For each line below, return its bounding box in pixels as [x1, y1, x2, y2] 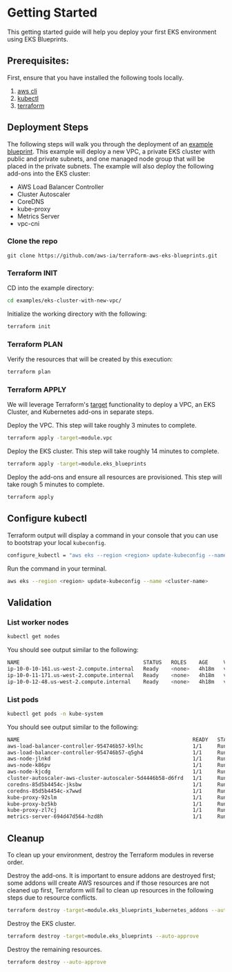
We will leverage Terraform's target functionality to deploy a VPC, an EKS [7, 401, 216, 409]
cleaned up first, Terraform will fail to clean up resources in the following [7, 886, 214, 894]
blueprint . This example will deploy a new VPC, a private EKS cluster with [7, 147, 215, 155]
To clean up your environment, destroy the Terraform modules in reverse [7, 850, 214, 859]
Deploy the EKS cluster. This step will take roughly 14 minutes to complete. [7, 447, 220, 455]
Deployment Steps [7, 122, 88, 133]
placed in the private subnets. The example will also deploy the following [7, 162, 214, 170]
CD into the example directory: [7, 284, 95, 292]
